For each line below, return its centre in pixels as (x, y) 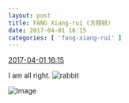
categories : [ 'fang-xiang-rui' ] (65, 38)
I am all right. (29, 75)
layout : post (30, 15)
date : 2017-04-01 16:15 (47, 30)
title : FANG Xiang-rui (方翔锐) (60, 23)
